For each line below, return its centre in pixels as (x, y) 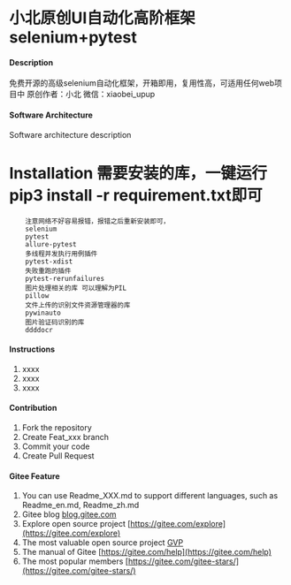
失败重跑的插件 (48, 270)
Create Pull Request (58, 455)
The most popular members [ (75, 561)
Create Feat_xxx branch (65, 437)
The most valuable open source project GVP (103, 543)
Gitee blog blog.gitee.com (69, 514)
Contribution (33, 408)
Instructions (32, 349)
